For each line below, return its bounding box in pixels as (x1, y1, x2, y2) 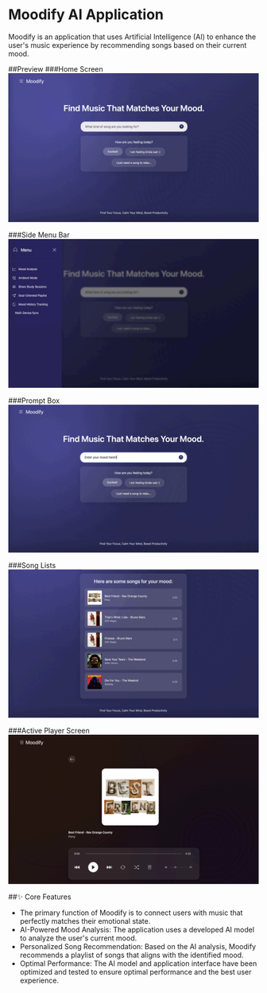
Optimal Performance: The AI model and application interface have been (19, 959, 257, 968)
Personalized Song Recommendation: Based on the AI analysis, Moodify (19, 942, 257, 952)
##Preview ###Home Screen (8, 64, 103, 73)
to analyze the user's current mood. (19, 933, 137, 943)
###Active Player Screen (8, 726, 90, 736)
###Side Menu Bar (8, 230, 70, 240)
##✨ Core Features (8, 892, 72, 901)
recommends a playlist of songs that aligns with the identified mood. (19, 950, 244, 960)
